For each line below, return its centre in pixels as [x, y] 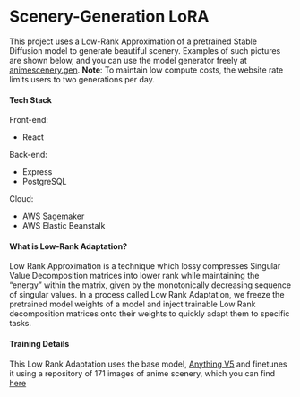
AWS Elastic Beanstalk [64, 226]
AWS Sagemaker [53, 216]
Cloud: [21, 199]
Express [37, 172]
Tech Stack [30, 99]
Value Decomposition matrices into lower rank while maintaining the [134, 276]
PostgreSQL [44, 182]
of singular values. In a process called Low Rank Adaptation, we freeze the [147, 295]
